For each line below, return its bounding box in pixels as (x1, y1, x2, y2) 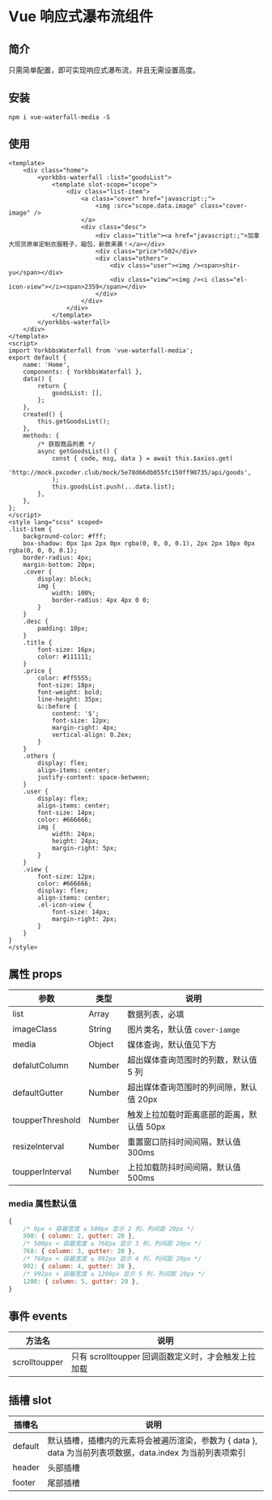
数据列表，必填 (126, 1009, 185, 1021)
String (88, 1024, 112, 1035)
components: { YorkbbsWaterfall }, (23, 368, 143, 376)
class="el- (210, 275, 249, 283)
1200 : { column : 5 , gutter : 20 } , (23, 1277, 139, 1285)
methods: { (23, 431, 60, 440)
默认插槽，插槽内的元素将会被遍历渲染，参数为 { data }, (47, 1435, 257, 1447)
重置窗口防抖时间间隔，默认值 (126, 1136, 241, 1148)
